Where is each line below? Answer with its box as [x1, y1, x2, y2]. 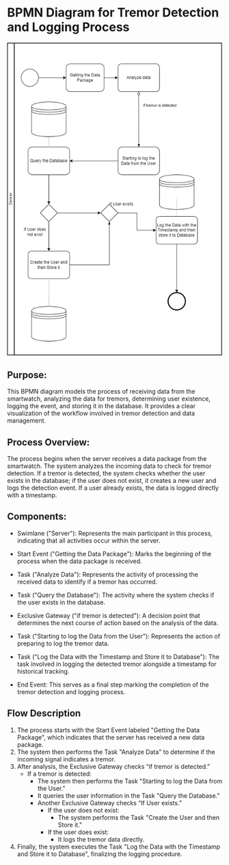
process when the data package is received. [16, 557, 142, 565]
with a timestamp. [7, 491, 57, 499]
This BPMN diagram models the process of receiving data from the [7, 388, 196, 396]
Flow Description [7, 708, 81, 720]
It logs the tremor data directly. [57, 835, 145, 843]
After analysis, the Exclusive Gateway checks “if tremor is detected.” [16, 762, 211, 770]
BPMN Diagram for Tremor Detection [7, 5, 219, 21]
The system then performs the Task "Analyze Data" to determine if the [16, 748, 215, 756]
